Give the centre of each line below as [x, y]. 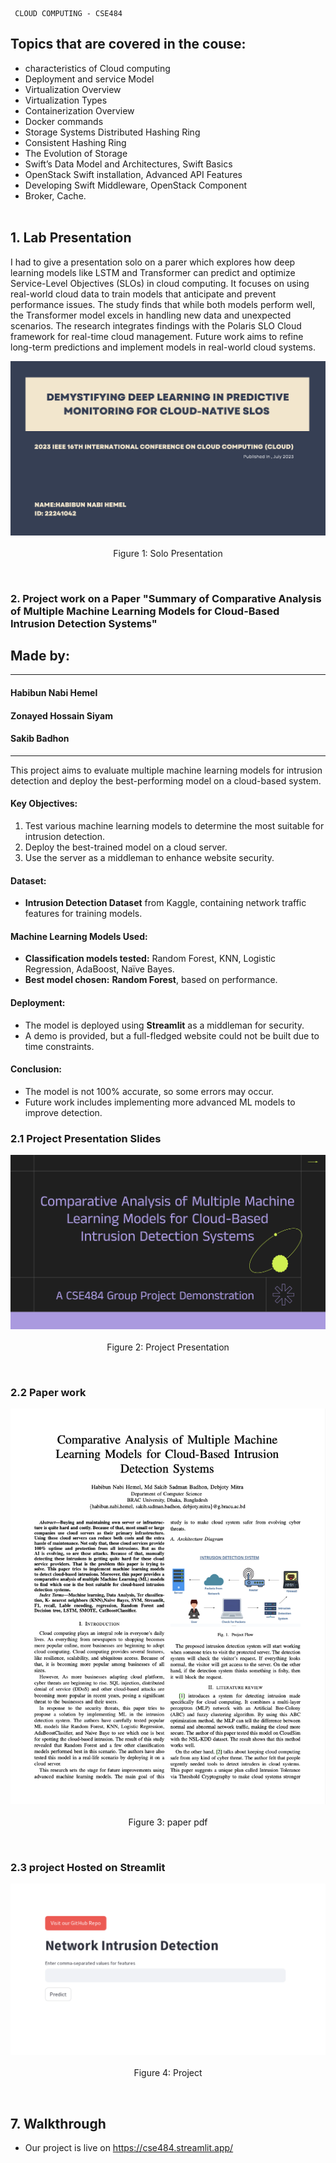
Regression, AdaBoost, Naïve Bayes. [99, 969]
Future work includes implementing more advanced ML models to [160, 1102]
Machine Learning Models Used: [79, 936]
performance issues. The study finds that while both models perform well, [163, 304]
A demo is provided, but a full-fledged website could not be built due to [172, 1035]
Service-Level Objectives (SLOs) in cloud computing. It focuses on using [160, 283]
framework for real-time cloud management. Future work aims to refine [157, 336]
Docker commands [64, 121]
